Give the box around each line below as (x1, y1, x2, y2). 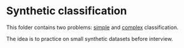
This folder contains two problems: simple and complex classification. (6, 24, 179, 31)
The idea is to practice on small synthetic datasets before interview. (6, 35, 173, 42)
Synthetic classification (6, 4, 127, 18)
